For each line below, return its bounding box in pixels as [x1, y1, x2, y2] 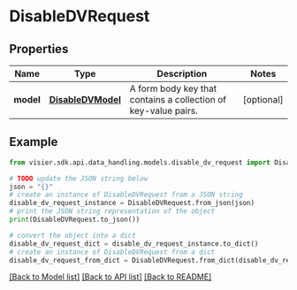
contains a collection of [129, 94, 227, 105]
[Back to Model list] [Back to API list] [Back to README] [9, 271, 212, 282]
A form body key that [129, 82, 217, 95]
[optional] [242, 94, 284, 105]
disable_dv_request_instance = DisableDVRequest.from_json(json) [9, 199, 255, 208]
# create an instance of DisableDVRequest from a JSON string [9, 190, 243, 200]
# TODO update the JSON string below [9, 174, 148, 183]
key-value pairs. [129, 104, 199, 117]
